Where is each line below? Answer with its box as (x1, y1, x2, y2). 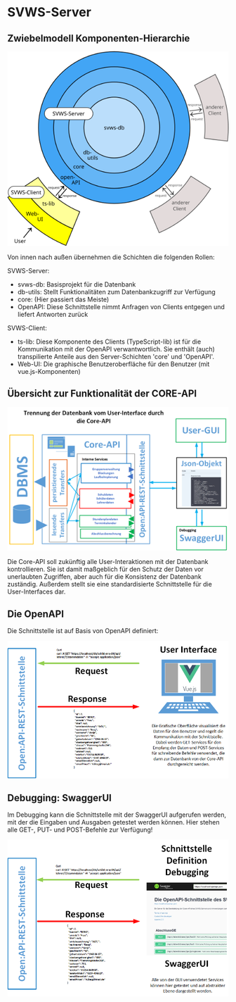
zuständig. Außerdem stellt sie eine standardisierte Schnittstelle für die (7, 580, 212, 589)
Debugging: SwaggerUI (7, 791, 112, 803)
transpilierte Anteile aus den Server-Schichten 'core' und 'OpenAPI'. (17, 352, 215, 361)
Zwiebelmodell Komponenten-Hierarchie (7, 32, 190, 44)
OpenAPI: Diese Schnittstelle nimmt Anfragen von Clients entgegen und (17, 302, 225, 311)
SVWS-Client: (7, 323, 47, 332)
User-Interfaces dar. (7, 587, 66, 596)
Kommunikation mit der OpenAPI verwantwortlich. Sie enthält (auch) (17, 344, 216, 353)
